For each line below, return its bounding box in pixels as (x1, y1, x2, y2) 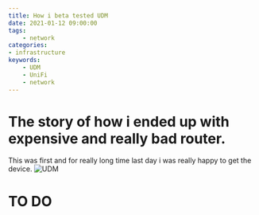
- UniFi (22, 71, 48, 79)
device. (8, 164, 33, 174)
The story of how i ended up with (8, 112, 230, 131)
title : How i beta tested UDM (8, 11, 109, 20)
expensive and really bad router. (8, 129, 226, 147)
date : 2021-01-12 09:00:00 (8, 19, 98, 27)
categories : (8, 41, 48, 49)
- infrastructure (8, 49, 66, 57)
